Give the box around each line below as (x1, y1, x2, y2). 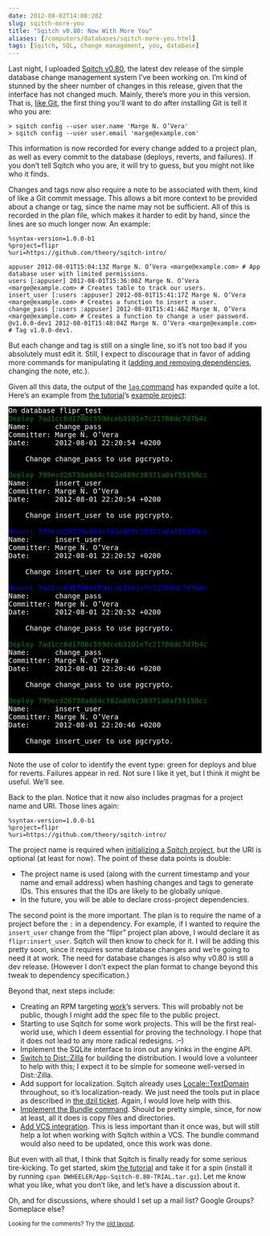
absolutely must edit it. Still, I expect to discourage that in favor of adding (8, 349, 251, 359)
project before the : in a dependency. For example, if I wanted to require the (8, 919, 260, 929)
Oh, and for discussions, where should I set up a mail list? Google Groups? (8, 1196, 255, 1205)
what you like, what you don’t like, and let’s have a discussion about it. (8, 1180, 240, 1190)
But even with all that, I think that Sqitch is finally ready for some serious (8, 1155, 247, 1164)
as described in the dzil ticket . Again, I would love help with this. (19, 1096, 232, 1105)
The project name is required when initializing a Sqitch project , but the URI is (8, 845, 262, 855)
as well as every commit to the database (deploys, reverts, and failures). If (8, 152, 254, 162)
